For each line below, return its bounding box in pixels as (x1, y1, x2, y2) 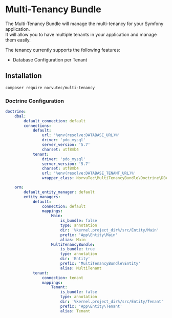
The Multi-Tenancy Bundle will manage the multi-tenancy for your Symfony (5, 20, 164, 27)
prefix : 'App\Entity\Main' (60, 232, 118, 238)
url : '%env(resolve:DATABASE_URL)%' (41, 133, 120, 138)
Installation (5, 72, 42, 80)
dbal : (14, 114, 27, 119)
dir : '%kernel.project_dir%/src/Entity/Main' (60, 227, 159, 232)
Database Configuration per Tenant (12, 56, 88, 62)
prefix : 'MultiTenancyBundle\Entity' (60, 261, 141, 266)
